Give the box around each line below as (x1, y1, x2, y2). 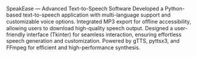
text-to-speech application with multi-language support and (23, 11, 171, 18)
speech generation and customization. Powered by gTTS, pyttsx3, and (6, 37, 180, 44)
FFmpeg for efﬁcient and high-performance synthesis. (6, 44, 141, 51)
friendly (6, 31, 26, 38)
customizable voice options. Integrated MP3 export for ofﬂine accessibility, (6, 18, 192, 25)
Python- (164, 5, 185, 12)
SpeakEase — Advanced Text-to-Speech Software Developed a (6, 5, 163, 12)
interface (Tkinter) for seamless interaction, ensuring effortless (26, 31, 181, 38)
